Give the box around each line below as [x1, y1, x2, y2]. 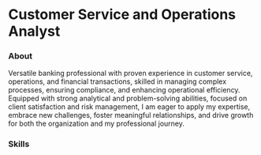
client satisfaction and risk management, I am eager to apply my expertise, [8, 102, 251, 112]
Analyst [8, 22, 61, 40]
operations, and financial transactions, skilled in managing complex [8, 77, 227, 86]
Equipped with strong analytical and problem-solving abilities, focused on [8, 93, 248, 104]
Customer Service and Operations [8, 6, 237, 24]
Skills [8, 138, 30, 149]
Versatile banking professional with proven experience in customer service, [8, 69, 253, 78]
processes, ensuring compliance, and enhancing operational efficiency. [8, 85, 240, 95]
